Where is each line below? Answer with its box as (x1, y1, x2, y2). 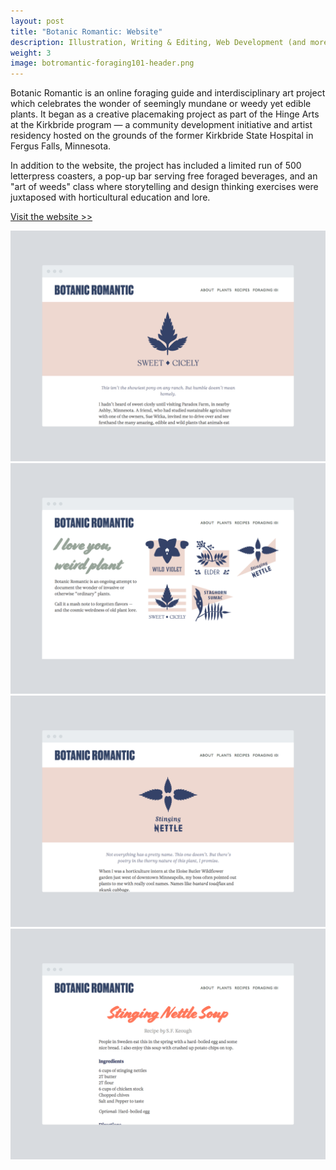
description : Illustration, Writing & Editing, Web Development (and (10, 37, 307, 47)
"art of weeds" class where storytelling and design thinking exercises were (10, 181, 319, 193)
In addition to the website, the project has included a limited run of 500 (10, 160, 302, 172)
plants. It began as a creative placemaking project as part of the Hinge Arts (10, 108, 320, 120)
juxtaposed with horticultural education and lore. (10, 191, 211, 204)
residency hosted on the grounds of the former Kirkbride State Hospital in (10, 130, 314, 142)
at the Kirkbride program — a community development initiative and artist (10, 119, 313, 131)
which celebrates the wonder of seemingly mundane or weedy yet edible (10, 98, 312, 110)
